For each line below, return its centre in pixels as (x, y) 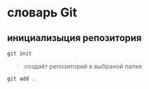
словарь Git (42, 13)
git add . (21, 79)
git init (20, 53)
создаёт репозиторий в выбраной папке (83, 66)
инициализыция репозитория (74, 38)
